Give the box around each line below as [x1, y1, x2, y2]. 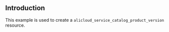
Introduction [5, 4, 45, 12]
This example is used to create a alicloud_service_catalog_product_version [5, 17, 164, 23]
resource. [5, 22, 25, 28]
